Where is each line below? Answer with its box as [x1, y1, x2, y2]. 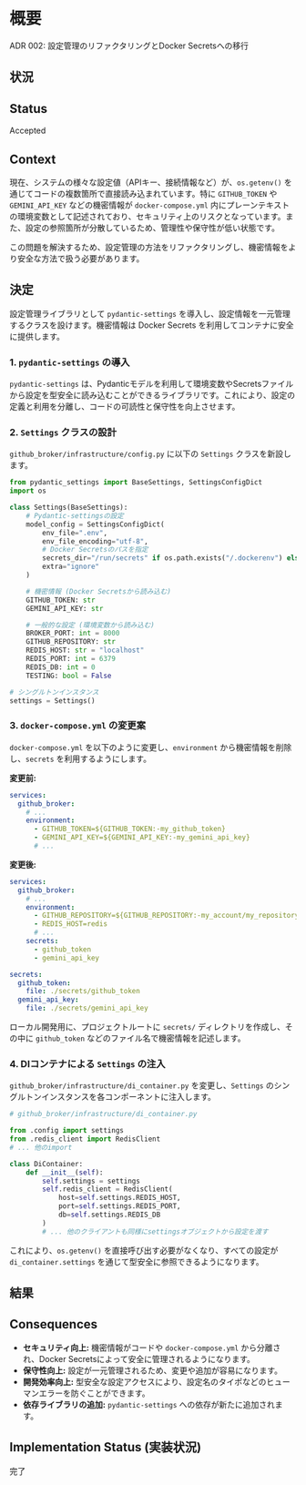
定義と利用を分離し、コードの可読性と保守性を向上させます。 [9, 402, 240, 412]
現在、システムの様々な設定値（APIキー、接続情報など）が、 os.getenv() [9, 177, 282, 188]
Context [9, 151, 56, 167]
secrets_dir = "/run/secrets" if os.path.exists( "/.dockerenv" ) [42, 554, 283, 563]
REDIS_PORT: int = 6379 [25, 655, 117, 664]
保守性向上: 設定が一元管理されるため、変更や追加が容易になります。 [22, 1365, 283, 1376]
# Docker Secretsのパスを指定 [42, 545, 148, 554]
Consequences [9, 1317, 98, 1332]
